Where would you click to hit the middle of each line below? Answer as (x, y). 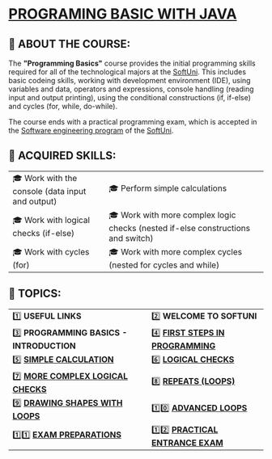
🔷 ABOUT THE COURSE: (70, 44)
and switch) (131, 238)
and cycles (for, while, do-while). (63, 106)
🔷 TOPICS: (35, 294)
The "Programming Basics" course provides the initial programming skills (132, 63)
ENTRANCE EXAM (187, 443)
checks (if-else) (44, 233)
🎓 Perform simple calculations (168, 188)
